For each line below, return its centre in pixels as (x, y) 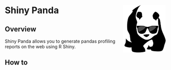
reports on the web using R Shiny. (40, 47)
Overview (21, 29)
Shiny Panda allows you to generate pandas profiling (60, 41)
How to (16, 63)
